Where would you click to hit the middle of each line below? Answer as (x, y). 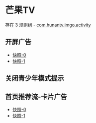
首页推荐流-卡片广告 (36, 96)
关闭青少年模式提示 (35, 78)
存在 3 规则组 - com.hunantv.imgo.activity (48, 25)
